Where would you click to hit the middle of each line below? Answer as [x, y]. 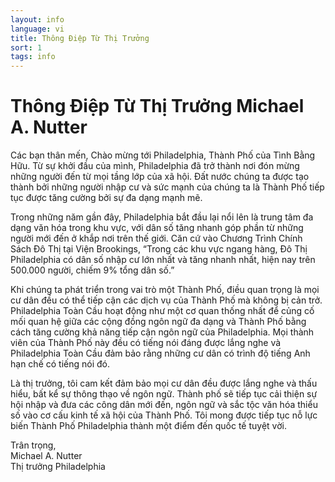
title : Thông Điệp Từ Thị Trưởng [80, 38]
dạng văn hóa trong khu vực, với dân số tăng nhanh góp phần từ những [157, 228]
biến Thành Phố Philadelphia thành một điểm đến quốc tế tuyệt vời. [148, 426]
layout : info [37, 19]
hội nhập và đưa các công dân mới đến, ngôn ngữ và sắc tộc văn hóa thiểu [164, 405]
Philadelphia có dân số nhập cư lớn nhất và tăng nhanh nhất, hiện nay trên [163, 260]
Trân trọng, [33, 445]
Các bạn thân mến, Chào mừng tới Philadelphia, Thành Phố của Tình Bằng [163, 155]
